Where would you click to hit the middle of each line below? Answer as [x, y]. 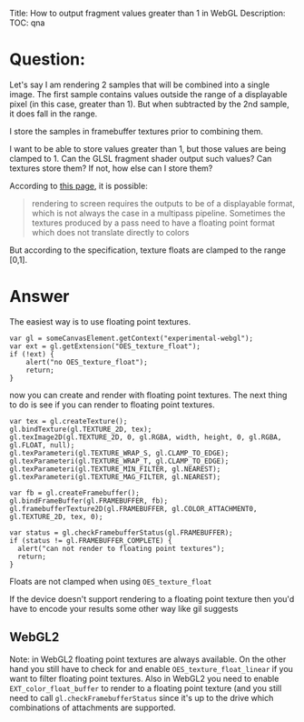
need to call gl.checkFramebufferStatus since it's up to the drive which [142, 697]
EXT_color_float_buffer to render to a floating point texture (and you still [146, 688]
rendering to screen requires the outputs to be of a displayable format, [163, 203]
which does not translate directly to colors [110, 232]
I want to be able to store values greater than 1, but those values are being [148, 148]
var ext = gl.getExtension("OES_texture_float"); [105, 346]
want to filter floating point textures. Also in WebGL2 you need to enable [144, 678]
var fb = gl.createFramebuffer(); [75, 493]
